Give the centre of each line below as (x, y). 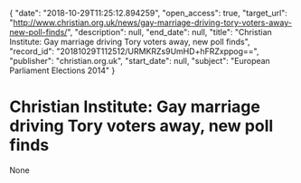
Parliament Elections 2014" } (62, 70)
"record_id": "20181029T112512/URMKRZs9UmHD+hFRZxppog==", (134, 51)
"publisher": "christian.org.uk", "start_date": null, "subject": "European (140, 61)
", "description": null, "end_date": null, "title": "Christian (170, 32)
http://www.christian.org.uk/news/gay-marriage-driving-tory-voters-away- (152, 23)
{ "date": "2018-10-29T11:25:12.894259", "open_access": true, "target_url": (148, 13)
